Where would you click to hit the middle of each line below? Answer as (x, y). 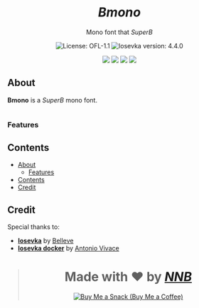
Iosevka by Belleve (45, 241)
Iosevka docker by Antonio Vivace (68, 248)
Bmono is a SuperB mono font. (53, 100)
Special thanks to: (34, 227)
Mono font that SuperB (119, 32)
